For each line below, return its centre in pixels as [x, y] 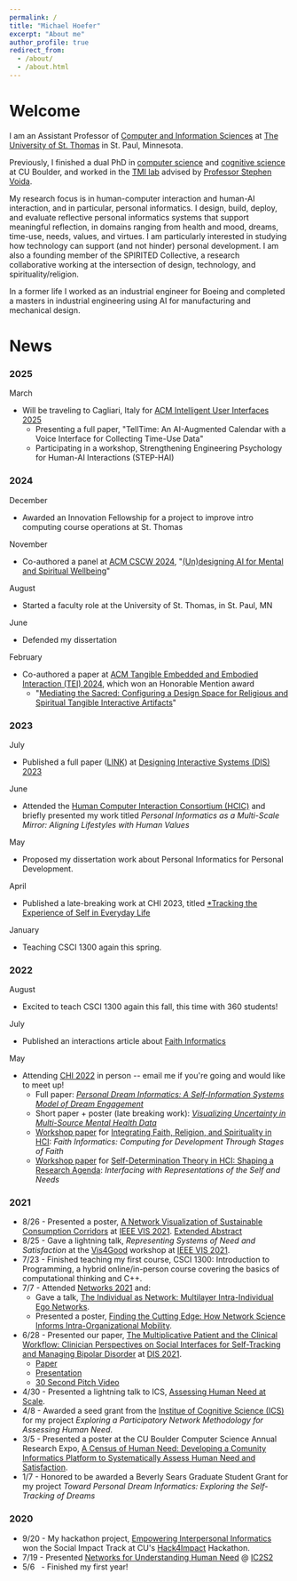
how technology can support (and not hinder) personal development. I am [144, 245]
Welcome [45, 111]
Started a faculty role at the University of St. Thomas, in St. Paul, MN [147, 605]
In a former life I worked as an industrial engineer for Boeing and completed [147, 291]
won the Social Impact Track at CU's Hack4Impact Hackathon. [136, 1547]
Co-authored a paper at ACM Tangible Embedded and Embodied [140, 674]
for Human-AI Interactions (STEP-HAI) [105, 458]
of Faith [49, 1152]
